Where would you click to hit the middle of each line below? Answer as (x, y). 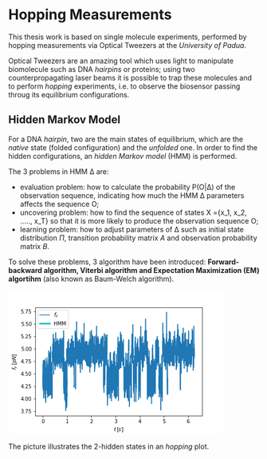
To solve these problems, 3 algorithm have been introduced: (107, 262)
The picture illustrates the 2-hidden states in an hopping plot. (109, 446)
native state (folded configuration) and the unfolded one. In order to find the (133, 147)
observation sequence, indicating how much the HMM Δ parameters (132, 195)
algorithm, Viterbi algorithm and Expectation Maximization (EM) (151, 270)
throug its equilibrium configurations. (69, 94)
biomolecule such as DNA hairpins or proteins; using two (102, 69)
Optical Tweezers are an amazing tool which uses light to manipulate (121, 61)
